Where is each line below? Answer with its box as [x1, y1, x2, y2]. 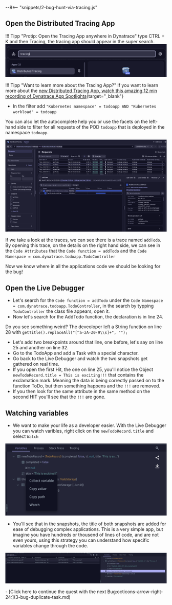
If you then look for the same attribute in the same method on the [12, 388, 150, 395]
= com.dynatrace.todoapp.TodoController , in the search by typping [12, 303, 154, 309]
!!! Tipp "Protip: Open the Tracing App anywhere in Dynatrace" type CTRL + [5, 33, 165, 39]
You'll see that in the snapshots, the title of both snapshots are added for [12, 521, 166, 527]
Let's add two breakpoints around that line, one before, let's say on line [12, 339, 163, 345]
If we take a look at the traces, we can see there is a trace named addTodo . [5, 237, 162, 243]
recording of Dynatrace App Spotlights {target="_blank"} [5, 93, 124, 99]
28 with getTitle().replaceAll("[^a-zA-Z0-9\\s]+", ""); [5, 329, 128, 335]
